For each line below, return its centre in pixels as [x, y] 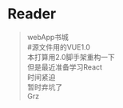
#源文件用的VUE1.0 [59, 47]
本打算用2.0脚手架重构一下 [71, 57]
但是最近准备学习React [65, 67]
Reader [32, 14]
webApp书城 [48, 37]
